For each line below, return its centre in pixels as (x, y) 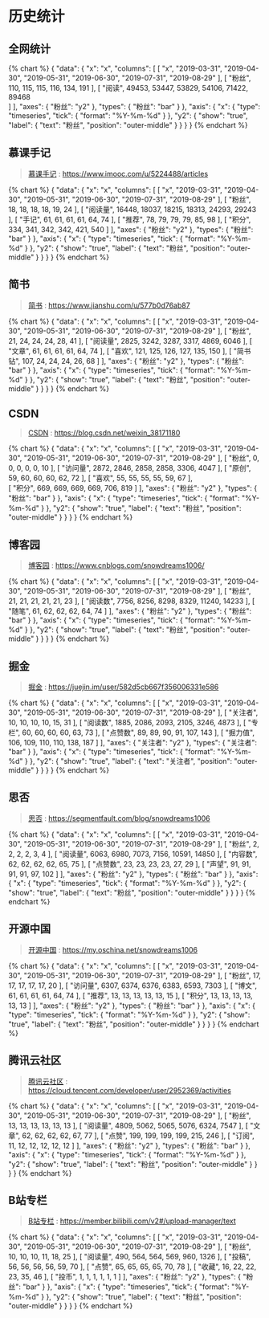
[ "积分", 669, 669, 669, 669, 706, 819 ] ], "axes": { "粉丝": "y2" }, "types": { (133, 488)
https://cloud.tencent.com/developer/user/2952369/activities (129, 1090)
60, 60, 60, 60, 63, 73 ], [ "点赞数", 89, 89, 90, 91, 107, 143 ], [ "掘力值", (139, 732)
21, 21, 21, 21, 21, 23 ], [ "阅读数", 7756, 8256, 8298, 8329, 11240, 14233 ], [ (132, 601)
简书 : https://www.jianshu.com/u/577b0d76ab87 (109, 305)
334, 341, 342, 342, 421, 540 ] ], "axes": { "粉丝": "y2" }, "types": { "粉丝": (131, 229)
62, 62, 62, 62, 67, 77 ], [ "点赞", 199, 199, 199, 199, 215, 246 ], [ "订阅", (138, 1135)
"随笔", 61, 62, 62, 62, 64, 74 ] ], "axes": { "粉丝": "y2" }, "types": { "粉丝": (130, 611)
